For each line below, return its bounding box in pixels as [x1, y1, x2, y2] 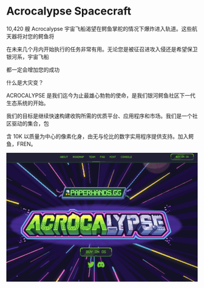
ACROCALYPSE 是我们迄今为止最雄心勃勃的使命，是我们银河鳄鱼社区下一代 [6, 92, 195, 99]
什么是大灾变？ [6, 79, 44, 86]
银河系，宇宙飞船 [6, 53, 49, 60]
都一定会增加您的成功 [6, 65, 59, 73]
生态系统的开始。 [6, 99, 49, 107]
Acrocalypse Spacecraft [6, 4, 132, 18]
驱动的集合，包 [11, 119, 49, 127]
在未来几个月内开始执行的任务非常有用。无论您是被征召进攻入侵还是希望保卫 [6, 45, 198, 53]
